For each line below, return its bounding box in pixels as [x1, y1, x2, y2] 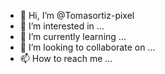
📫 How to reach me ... [19, 53, 113, 64]
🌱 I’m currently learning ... [19, 31, 127, 42]
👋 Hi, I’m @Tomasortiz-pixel [19, 10, 135, 21]
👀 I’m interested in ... [19, 20, 105, 32]
